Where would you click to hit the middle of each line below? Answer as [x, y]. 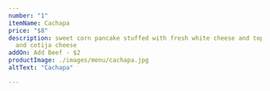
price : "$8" [28, 30]
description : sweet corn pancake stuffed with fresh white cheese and [129, 38]
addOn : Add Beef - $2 [45, 53]
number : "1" [28, 16]
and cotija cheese [47, 45]
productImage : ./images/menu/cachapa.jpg [79, 61]
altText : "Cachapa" [41, 68]
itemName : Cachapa [39, 23]
